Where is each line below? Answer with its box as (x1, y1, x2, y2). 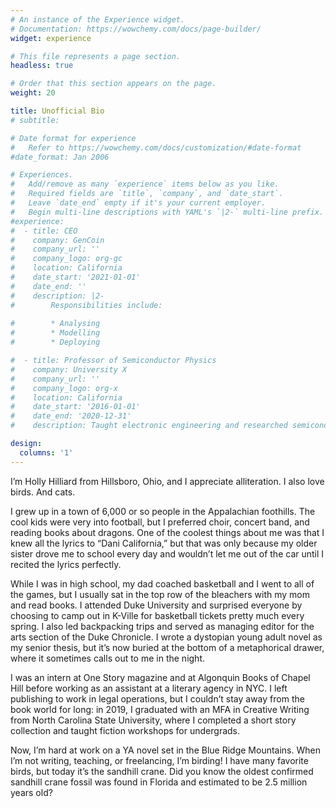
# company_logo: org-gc (10, 254, 123, 264)
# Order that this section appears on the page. (10, 79, 217, 89)
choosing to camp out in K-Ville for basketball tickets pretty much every (10, 609, 305, 621)
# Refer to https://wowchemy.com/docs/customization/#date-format (10, 142, 302, 153)
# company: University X (10, 364, 128, 375)
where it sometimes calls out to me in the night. (10, 652, 206, 664)
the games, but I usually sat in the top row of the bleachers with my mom (10, 588, 311, 600)
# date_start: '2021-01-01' (10, 272, 141, 282)
